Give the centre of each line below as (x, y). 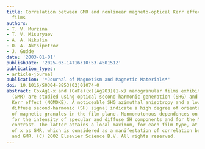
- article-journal (30, 74)
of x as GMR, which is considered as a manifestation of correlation (102, 131)
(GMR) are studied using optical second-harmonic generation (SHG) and (105, 97)
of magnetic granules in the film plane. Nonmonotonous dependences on (105, 114)
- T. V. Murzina (27, 29)
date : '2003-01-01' (31, 57)
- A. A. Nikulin (27, 40)
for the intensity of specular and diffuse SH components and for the (103, 119)
